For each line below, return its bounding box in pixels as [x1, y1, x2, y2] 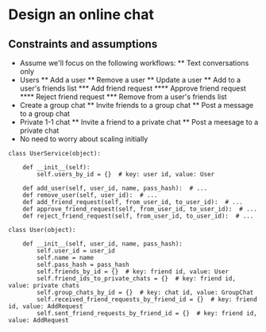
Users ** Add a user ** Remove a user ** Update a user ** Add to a [19, 75, 241, 84]
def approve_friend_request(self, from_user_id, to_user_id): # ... [22, 205, 258, 213]
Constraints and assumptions [8, 37, 158, 51]
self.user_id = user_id [37, 247, 115, 255]
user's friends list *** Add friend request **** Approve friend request [19, 83, 246, 93]
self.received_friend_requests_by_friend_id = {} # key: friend [37, 295, 258, 303]
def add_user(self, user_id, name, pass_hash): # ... [22, 184, 208, 192]
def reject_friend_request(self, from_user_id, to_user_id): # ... [22, 212, 254, 220]
